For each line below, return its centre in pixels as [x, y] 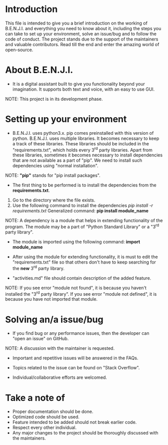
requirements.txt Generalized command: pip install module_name [80, 211]
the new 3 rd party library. [38, 268]
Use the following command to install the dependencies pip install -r [83, 205]
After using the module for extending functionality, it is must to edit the [85, 257]
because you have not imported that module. [51, 299]
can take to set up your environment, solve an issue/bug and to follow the [81, 34]
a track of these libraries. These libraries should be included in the [80, 143]
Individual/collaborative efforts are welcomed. [60, 377]
